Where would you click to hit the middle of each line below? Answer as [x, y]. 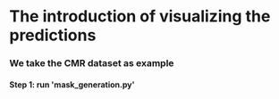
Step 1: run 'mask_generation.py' [72, 84]
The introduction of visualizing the [140, 16]
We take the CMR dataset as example [92, 63]
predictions [53, 35]
